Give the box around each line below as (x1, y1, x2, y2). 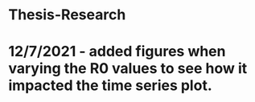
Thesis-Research (8, 6, 126, 24)
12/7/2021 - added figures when (8, 43, 226, 61)
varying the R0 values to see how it (8, 59, 248, 78)
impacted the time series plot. (8, 76, 212, 95)
